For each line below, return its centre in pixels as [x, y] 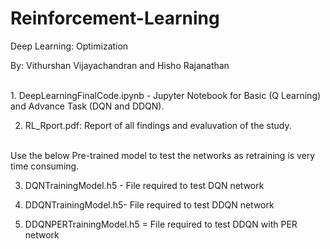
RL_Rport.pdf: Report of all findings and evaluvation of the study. [158, 125]
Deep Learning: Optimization [69, 46]
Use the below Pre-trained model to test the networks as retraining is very [163, 155]
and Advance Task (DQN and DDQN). [87, 106]
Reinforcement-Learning [115, 18]
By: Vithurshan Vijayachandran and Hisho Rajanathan [120, 65]
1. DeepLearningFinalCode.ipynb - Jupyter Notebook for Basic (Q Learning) [166, 95]
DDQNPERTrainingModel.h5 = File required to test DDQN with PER [161, 224]
